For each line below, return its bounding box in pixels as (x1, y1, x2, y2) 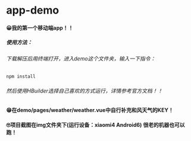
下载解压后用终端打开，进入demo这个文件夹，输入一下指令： (6, 55, 156, 62)
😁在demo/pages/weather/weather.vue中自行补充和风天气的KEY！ (6, 107, 174, 114)
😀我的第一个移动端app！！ (6, 24, 74, 31)
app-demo (6, 4, 60, 17)
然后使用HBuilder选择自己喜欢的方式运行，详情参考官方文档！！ (6, 87, 163, 94)
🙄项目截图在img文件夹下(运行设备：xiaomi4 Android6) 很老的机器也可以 (6, 121, 185, 129)
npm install (6, 73, 36, 80)
